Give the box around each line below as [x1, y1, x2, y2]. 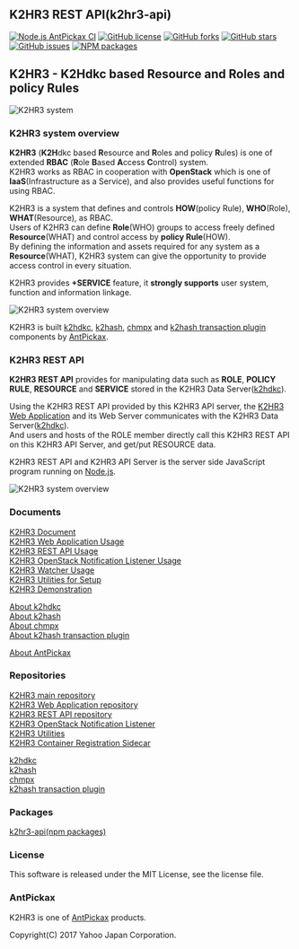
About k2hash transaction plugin [9, 629, 130, 640]
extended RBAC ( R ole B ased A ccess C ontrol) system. [9, 156, 209, 167]
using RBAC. [9, 185, 56, 196]
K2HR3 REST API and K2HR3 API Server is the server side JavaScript [9, 457, 266, 468]
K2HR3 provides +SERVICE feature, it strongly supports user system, [9, 277, 269, 288]
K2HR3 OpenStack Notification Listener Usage [9, 555, 182, 566]
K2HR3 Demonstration [9, 584, 92, 594]
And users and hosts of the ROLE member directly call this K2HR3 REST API [9, 430, 290, 441]
